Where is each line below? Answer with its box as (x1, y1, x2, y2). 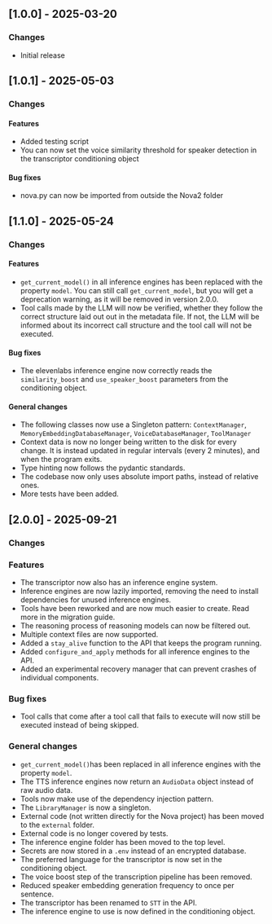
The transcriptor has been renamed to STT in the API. (20, 897, 197, 908)
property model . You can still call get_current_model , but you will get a (20, 285, 254, 295)
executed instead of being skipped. (20, 720, 139, 730)
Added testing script (20, 137, 90, 147)
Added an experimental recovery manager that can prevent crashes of (20, 664, 257, 674)
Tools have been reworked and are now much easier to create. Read (20, 603, 250, 613)
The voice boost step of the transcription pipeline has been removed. (20, 872, 252, 882)
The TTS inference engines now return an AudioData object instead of (20, 777, 254, 786)
